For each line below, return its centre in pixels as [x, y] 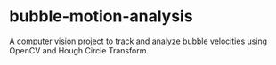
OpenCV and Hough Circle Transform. [79, 50]
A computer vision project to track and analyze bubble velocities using [138, 41]
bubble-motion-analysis [101, 16]
